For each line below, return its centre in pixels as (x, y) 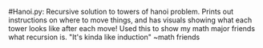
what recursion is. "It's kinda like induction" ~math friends (104, 37)
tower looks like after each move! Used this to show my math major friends (131, 28)
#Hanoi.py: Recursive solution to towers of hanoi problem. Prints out (121, 12)
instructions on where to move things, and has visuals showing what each (130, 20)
